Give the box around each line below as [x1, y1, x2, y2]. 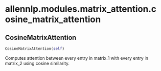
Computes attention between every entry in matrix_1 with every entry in [5, 55, 148, 61]
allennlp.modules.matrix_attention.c [5, 3, 157, 15]
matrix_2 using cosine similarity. [5, 60, 70, 66]
